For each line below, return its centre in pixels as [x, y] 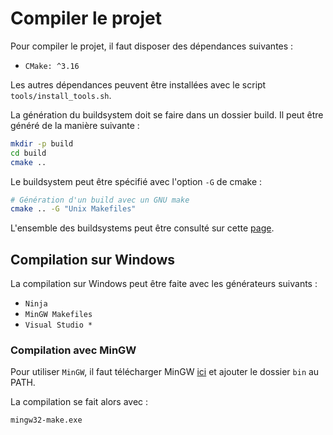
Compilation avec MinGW [73, 350]
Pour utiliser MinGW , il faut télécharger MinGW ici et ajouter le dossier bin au [165, 372]
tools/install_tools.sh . [61, 95]
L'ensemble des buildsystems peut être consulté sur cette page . [142, 228]
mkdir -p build [42, 143]
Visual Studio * [58, 325]
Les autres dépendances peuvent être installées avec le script [138, 84]
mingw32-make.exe [46, 420]
